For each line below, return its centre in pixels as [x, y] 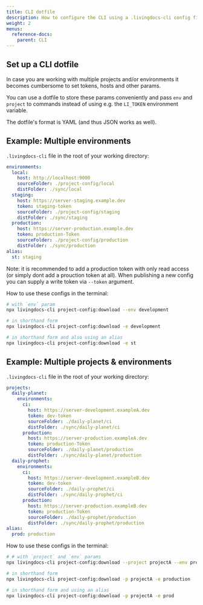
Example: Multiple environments [69, 141]
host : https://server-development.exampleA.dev [89, 410]
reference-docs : [32, 35]
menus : [14, 29]
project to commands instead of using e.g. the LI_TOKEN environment [92, 104]
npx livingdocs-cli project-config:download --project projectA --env [97, 563]
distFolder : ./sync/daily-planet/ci [74, 427]
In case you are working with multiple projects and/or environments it [92, 79]
